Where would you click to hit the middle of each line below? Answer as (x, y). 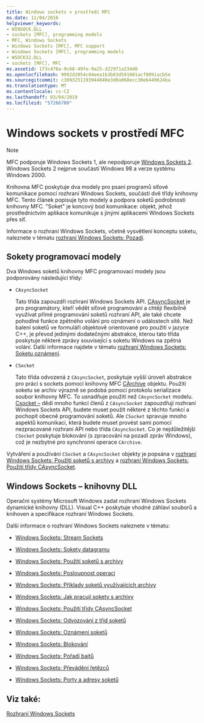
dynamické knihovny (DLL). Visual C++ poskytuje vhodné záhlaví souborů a (102, 507)
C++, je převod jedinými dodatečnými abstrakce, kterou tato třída (97, 334)
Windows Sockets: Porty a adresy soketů (67, 680)
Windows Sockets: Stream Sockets (59, 538)
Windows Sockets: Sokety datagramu (62, 549)
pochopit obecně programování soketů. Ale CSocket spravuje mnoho (101, 416)
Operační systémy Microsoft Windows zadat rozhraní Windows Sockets (96, 501)
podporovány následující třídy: (45, 278)
